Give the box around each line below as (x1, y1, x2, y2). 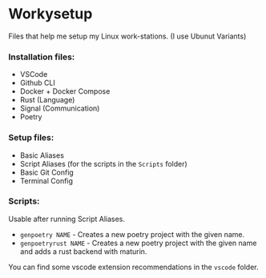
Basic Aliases (19, 150, 64, 160)
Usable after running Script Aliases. (8, 214, 126, 224)
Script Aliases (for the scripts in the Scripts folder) (19, 159, 188, 168)
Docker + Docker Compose (19, 87, 111, 96)
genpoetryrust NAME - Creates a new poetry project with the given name (19, 238, 257, 248)
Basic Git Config (19, 167, 74, 177)
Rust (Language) (19, 95, 75, 105)
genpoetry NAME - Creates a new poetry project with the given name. (19, 229, 245, 239)
